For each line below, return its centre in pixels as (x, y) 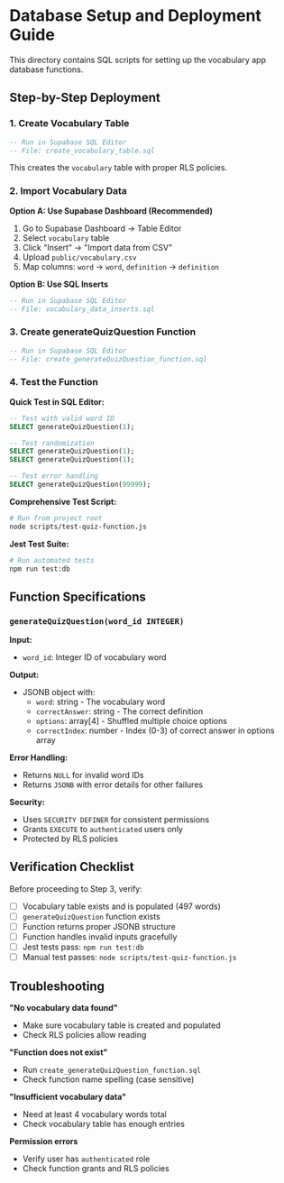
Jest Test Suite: (39, 544)
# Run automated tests (52, 560)
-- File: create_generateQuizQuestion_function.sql (108, 359)
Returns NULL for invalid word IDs (83, 775)
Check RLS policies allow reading (84, 1035)
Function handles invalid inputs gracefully (100, 937)
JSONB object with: (59, 692)
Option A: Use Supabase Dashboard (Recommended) (111, 211)
